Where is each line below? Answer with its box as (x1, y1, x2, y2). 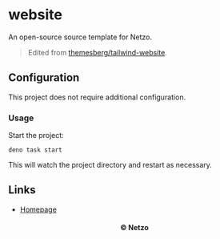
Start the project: (8, 131, 64, 140)
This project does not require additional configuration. (8, 92, 186, 102)
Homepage (19, 205, 58, 214)
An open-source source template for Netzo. (8, 32, 152, 42)
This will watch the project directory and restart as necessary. (8, 160, 212, 170)
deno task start (8, 146, 62, 154)
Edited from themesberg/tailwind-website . (27, 47, 168, 57)
